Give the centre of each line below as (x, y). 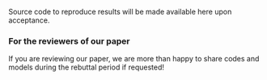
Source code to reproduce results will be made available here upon (120, 12)
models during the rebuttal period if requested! (86, 67)
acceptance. (29, 20)
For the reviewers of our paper (69, 41)
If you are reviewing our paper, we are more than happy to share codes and (134, 59)
